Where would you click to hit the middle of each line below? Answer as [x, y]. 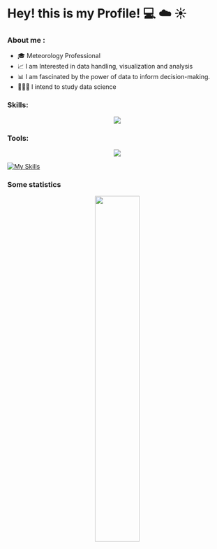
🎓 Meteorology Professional [59, 56]
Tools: [18, 138]
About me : [26, 41]
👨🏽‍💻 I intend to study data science [67, 87]
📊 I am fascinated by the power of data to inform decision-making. [114, 77]
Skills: [18, 105]
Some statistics [34, 185]
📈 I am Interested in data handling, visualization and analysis [105, 67]
